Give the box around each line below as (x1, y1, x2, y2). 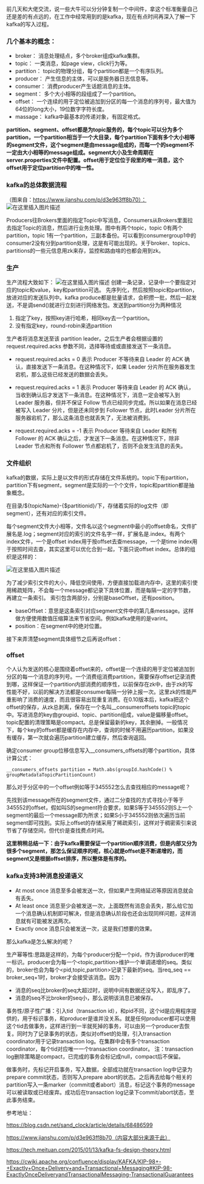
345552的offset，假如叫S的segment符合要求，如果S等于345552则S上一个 (6, 804, 193, 811)
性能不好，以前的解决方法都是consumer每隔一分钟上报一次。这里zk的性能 (6, 688, 192, 696)
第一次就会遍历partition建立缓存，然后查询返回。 (27, 734, 150, 741)
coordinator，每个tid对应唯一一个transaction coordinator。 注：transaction (6, 1045, 194, 1052)
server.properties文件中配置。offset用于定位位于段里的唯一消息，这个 (6, 157, 184, 164)
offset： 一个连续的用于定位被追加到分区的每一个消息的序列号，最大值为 (15, 98, 196, 105)
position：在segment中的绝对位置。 (15, 622, 105, 630)
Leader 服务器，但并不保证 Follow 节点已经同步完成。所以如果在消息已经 (15, 398, 197, 406)
